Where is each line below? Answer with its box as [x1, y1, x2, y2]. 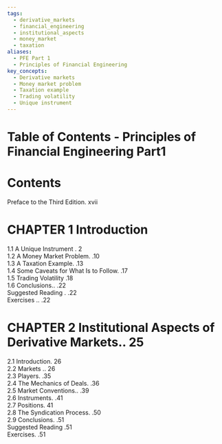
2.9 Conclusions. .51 [7, 415, 65, 423]
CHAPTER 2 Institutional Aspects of [7, 320, 215, 335]
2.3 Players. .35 [7, 372, 52, 380]
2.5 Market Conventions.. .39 [7, 386, 89, 395]
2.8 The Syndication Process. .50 [7, 408, 102, 417]
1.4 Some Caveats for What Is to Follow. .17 [7, 266, 129, 275]
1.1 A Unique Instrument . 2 [7, 245, 82, 253]
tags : [7, 10, 23, 17]
